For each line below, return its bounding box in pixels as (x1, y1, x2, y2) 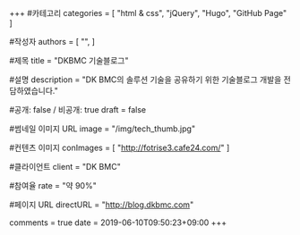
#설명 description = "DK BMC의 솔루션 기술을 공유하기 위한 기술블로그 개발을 (9, 74, 282, 85)
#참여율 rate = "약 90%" (9, 180, 97, 190)
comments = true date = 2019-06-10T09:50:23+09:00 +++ (9, 217, 227, 228)
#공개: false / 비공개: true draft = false (9, 105, 147, 114)
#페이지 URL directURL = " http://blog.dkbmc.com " (9, 199, 194, 210)
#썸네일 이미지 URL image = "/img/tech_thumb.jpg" (9, 123, 195, 134)
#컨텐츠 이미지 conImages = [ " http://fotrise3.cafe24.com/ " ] (9, 142, 230, 153)
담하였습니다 (9, 86, 54, 96)
